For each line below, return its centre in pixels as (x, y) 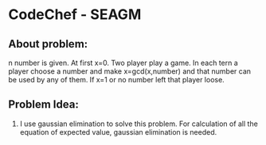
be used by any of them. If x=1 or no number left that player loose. (116, 80)
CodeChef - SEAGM (75, 15)
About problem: (48, 44)
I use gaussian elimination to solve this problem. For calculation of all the (139, 124)
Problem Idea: (44, 105)
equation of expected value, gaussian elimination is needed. (118, 132)
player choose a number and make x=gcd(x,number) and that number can (130, 71)
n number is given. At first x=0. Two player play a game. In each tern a (123, 63)
